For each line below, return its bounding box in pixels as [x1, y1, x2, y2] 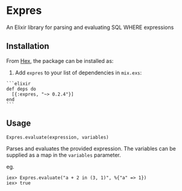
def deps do [6, 86, 36, 92]
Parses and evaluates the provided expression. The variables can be [6, 144, 176, 152]
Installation [6, 41, 49, 51]
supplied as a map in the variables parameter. [6, 151, 121, 158]
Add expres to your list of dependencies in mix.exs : [14, 69, 142, 76]
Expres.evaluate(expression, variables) [6, 134, 110, 140]
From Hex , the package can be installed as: [6, 57, 114, 64]
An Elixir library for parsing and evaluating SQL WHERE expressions [6, 24, 174, 31]
